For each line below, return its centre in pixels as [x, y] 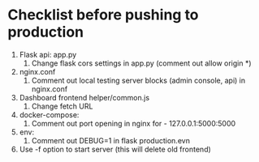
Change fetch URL [62, 106]
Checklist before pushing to [104, 15]
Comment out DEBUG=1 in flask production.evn [110, 140]
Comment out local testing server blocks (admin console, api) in [138, 80]
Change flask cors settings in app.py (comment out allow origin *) [142, 63]
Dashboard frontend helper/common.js [84, 97]
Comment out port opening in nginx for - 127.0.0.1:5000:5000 [134, 123]
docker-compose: [49, 114]
